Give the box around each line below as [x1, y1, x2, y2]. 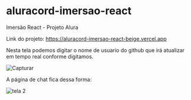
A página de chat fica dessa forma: [6, 76, 92, 83]
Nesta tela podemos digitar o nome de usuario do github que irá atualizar [6, 46, 185, 54]
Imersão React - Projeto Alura [6, 24, 79, 31]
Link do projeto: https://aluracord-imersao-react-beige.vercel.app [6, 35, 167, 42]
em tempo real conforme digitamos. [6, 53, 94, 60]
